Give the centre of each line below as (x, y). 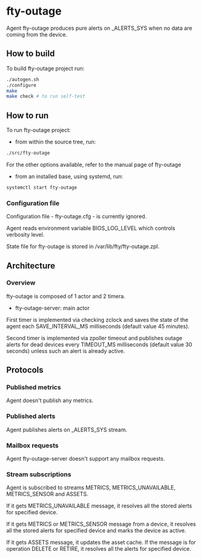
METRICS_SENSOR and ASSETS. (47, 494)
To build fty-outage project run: (45, 68)
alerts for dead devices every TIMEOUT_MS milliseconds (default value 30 (99, 344)
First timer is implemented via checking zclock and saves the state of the (97, 319)
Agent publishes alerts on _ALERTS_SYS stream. (67, 430)
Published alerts (31, 416)
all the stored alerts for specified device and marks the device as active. (96, 531)
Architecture (31, 266)
